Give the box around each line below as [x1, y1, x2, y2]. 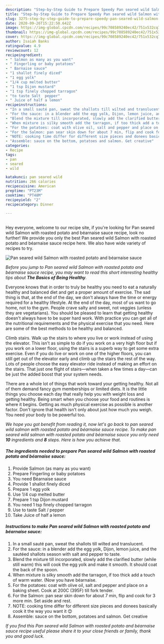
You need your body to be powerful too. [5, 412, 86, 418]
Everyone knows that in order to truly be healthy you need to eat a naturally [5, 284, 157, 290]
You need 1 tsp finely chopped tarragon [12, 502, 92, 508]
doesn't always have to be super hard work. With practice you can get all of [5, 315, 157, 321]
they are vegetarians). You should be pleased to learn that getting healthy [5, 310, 153, 316]
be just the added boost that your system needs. [5, 371, 103, 377]
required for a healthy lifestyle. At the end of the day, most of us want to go [5, 300, 156, 305]
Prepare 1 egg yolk [12, 486, 50, 492]
